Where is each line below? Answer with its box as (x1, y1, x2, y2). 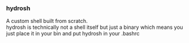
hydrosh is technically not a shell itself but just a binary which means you (6, 24, 184, 31)
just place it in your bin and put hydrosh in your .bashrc (6, 30, 140, 37)
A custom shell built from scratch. (6, 18, 88, 25)
